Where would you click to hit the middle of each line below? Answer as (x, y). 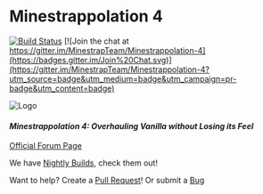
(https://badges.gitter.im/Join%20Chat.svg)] (90, 60)
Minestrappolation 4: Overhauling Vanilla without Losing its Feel (131, 125)
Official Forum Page (45, 146)
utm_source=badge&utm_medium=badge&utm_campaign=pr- (123, 78)
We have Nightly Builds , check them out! (84, 163)
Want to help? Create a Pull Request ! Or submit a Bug (107, 181)
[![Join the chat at (96, 41)
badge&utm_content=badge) (62, 88)
